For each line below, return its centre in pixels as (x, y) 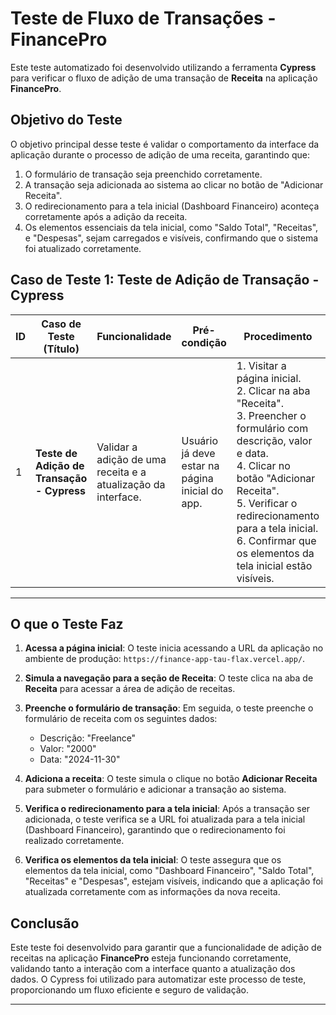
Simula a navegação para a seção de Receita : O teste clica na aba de (169, 678)
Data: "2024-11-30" (80, 759)
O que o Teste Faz (67, 623)
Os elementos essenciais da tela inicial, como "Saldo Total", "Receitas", (171, 227)
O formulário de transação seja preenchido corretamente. (143, 174)
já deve (198, 453)
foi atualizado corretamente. (83, 248)
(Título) (61, 349)
